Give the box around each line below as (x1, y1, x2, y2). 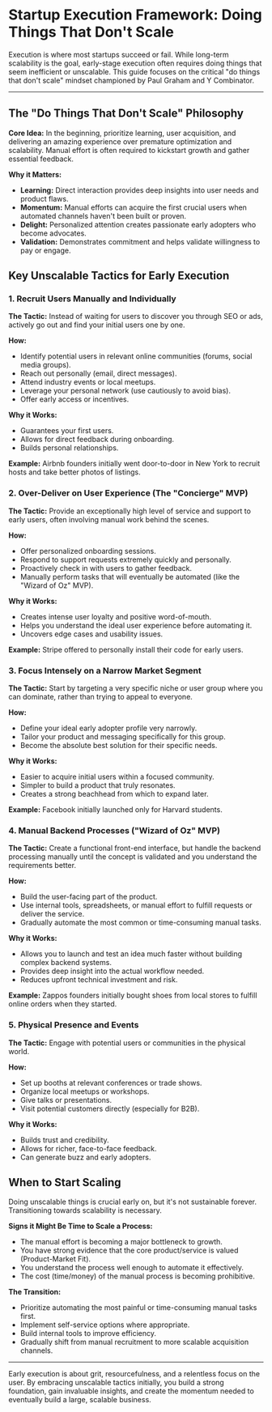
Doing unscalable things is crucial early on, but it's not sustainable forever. (8, 1197, 257, 1207)
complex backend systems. (19, 958, 112, 968)
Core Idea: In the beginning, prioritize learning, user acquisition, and (8, 128, 236, 138)
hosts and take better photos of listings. (8, 467, 141, 477)
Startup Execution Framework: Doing (8, 6, 263, 24)
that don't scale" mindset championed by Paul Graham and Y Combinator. (8, 75, 255, 85)
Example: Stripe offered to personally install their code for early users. (8, 644, 244, 654)
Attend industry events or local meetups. (19, 377, 156, 387)
